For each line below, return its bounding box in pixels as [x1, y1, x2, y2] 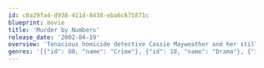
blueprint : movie [8, 19, 65, 27]
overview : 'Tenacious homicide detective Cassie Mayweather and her [8, 41, 237, 48]
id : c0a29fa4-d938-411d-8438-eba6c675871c [8, 11, 149, 20]
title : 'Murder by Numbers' [8, 26, 101, 34]
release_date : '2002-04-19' [8, 33, 101, 41]
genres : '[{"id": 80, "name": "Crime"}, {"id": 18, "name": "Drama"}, [8, 48, 244, 55]
